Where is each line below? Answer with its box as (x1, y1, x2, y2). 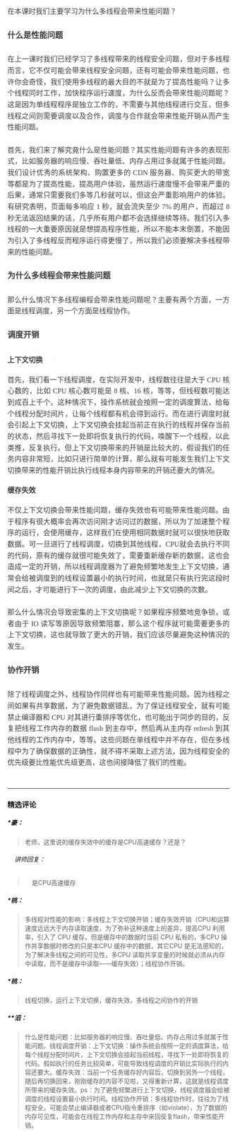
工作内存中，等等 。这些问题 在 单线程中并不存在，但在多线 (36, 735, 230, 744)
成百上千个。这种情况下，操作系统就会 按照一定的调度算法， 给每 (14, 398, 230, 407)
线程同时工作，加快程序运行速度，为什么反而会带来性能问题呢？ (14, 89, 230, 98)
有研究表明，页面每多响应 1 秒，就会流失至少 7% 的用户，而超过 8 (7, 202, 230, 211)
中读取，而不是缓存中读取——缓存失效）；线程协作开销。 (24, 959, 189, 968)
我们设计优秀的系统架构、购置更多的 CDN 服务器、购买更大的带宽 (7, 168, 230, 177)
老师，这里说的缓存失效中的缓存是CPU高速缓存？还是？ (24, 838, 187, 846)
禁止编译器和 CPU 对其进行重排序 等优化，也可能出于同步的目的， (7, 713, 223, 722)
